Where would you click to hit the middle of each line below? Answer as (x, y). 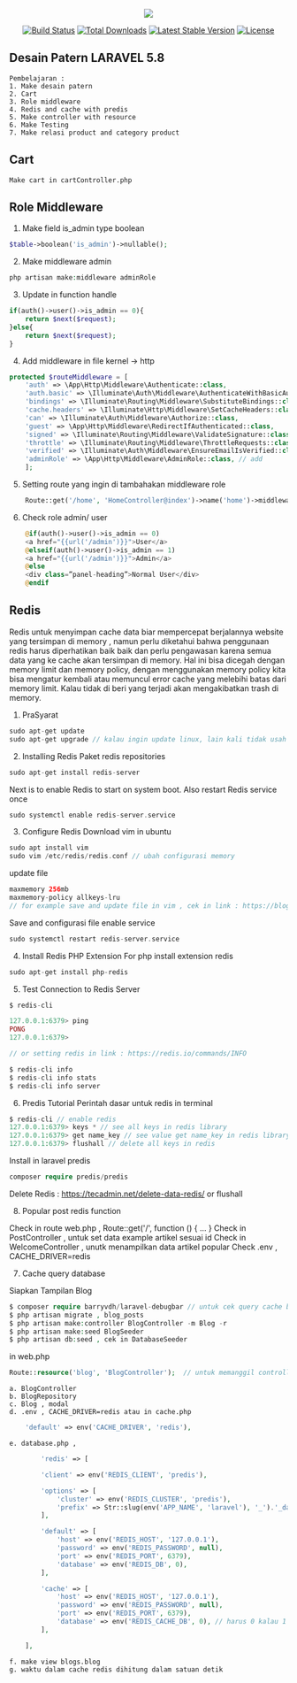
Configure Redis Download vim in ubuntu (97, 832)
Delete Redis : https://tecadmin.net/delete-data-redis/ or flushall (126, 1194)
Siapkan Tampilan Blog (51, 1290)
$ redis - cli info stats (53, 1078)
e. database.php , (43, 1443)
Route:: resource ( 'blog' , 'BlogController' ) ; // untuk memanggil (132, 1373)
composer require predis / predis (69, 1177)
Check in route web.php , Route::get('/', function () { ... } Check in (128, 1228)
